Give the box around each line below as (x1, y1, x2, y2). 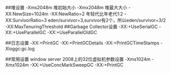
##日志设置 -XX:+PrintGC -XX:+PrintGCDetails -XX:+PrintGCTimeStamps (5, 40, 160, 46)
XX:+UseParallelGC (5, 30, 46, 35)
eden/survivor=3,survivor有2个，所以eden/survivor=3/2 (47, 17, 166, 23)
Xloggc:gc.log (5, 45, 35, 52)
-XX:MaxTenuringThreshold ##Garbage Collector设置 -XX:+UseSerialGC (5, 23, 158, 30)
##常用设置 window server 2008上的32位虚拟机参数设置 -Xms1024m (5, 56, 151, 62)
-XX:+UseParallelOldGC (47, 30, 97, 35)
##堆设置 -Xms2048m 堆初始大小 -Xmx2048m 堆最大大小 (5, 5, 128, 10)
